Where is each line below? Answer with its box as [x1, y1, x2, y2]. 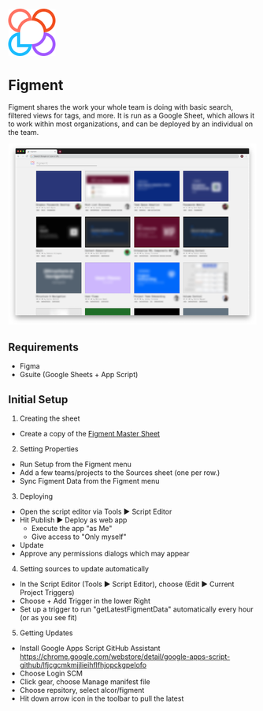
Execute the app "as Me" [31, 524, 113, 533]
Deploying [19, 492, 54, 501]
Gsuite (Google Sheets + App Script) [19, 370, 139, 380]
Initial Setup [8, 392, 69, 406]
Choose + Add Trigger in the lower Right [19, 597, 151, 606]
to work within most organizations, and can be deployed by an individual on [8, 119, 254, 129]
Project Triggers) [19, 588, 75, 597]
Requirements [8, 340, 79, 354]
